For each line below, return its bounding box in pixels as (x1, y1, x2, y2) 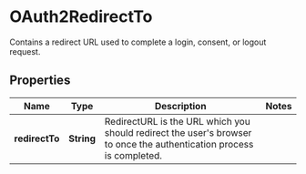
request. (9, 46, 41, 56)
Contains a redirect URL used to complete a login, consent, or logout (9, 36, 267, 47)
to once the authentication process (104, 138, 254, 150)
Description (154, 99, 207, 112)
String (67, 132, 97, 145)
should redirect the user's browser (104, 126, 252, 138)
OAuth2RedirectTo (9, 6, 153, 27)
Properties (9, 73, 71, 88)
